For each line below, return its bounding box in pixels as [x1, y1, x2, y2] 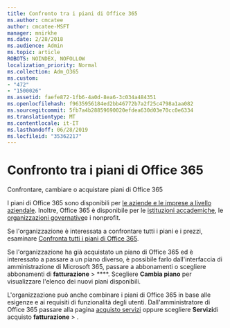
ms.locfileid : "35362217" [7, 132, 82, 139]
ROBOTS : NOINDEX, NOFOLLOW [7, 55, 85, 62]
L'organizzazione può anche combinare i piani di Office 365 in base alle [7, 291, 211, 299]
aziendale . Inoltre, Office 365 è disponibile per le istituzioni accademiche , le [7, 206, 224, 215]
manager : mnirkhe [7, 29, 57, 37]
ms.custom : [7, 74, 39, 82]
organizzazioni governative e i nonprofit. [7, 214, 121, 222]
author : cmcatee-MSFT [7, 23, 70, 30]
